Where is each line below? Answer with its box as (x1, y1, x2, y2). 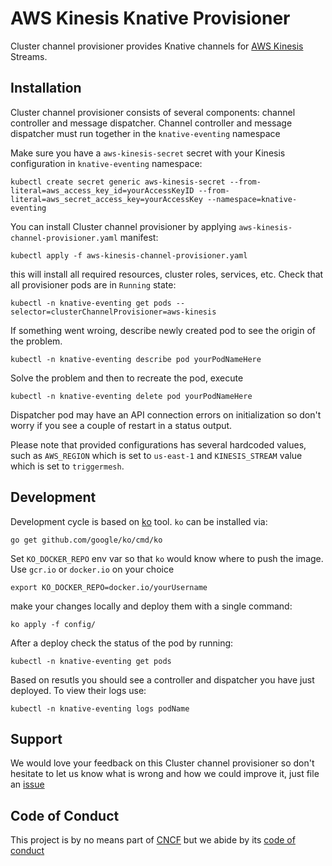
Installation (10, 80, 82, 97)
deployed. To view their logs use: (10, 684, 147, 696)
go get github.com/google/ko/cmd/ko (10, 535, 163, 545)
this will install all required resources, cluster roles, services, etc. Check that (10, 268, 324, 280)
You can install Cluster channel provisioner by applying (10, 220, 237, 232)
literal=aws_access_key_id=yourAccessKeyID (10, 185, 195, 196)
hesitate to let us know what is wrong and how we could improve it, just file (10, 768, 320, 780)
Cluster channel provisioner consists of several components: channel (10, 106, 296, 118)
